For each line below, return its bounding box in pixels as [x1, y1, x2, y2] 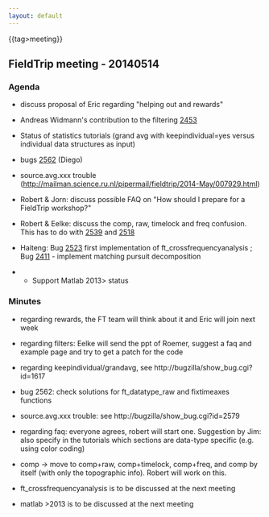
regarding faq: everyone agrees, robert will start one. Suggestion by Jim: [19, 426, 262, 436]
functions [19, 395, 52, 405]
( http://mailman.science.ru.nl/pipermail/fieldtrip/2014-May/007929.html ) [19, 179, 260, 189]
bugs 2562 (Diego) [19, 155, 83, 165]
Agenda [8, 81, 40, 93]
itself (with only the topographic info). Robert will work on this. [19, 468, 227, 478]
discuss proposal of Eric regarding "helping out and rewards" [19, 100, 224, 110]
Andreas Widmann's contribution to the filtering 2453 [19, 115, 197, 125]
